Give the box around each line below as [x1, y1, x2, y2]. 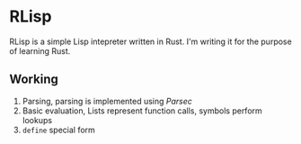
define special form [22, 124, 96, 135]
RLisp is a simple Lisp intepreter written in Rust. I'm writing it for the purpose [9, 36, 292, 47]
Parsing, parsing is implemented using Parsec [22, 95, 193, 106]
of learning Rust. [9, 45, 71, 56]
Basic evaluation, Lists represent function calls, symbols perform [22, 105, 262, 116]
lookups [22, 114, 52, 125]
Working [9, 72, 58, 87]
